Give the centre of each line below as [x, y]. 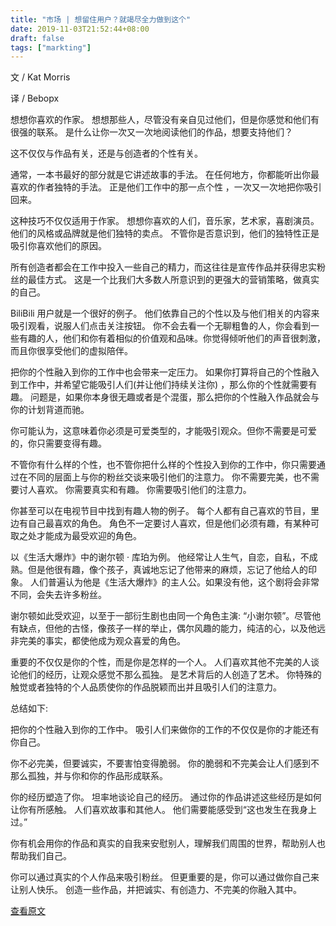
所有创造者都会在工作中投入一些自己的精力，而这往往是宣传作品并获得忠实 [163, 267]
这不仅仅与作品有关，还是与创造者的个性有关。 [106, 153]
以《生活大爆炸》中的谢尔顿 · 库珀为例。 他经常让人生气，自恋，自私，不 [160, 557]
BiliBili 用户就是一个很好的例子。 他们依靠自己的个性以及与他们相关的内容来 [165, 313]
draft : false [37, 38]
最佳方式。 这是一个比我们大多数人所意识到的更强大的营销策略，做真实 [173, 280]
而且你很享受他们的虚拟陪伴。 [71, 351]
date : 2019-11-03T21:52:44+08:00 [80, 29]
